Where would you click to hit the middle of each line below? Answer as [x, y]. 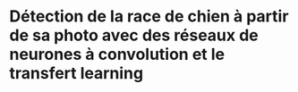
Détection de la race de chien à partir [149, 17]
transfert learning [77, 74]
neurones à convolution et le [117, 54]
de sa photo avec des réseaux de [134, 35]
